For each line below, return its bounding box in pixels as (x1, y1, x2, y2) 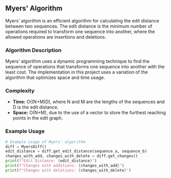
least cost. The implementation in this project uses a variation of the (5, 69, 148, 75)
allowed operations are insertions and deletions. (5, 34, 106, 40)
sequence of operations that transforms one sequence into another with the (5, 64, 165, 70)
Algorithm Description (5, 46, 62, 54)
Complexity (5, 87, 35, 94)
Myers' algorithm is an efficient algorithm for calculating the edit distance (5, 17, 159, 23)
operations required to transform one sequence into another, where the (5, 28, 155, 35)
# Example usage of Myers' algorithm (5, 139, 86, 144)
